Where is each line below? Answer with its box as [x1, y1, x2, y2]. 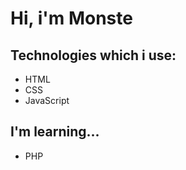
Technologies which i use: [10, 47, 177, 64]
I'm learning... [10, 123, 100, 141]
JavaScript [24, 95, 70, 106]
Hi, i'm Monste [10, 7, 133, 30]
